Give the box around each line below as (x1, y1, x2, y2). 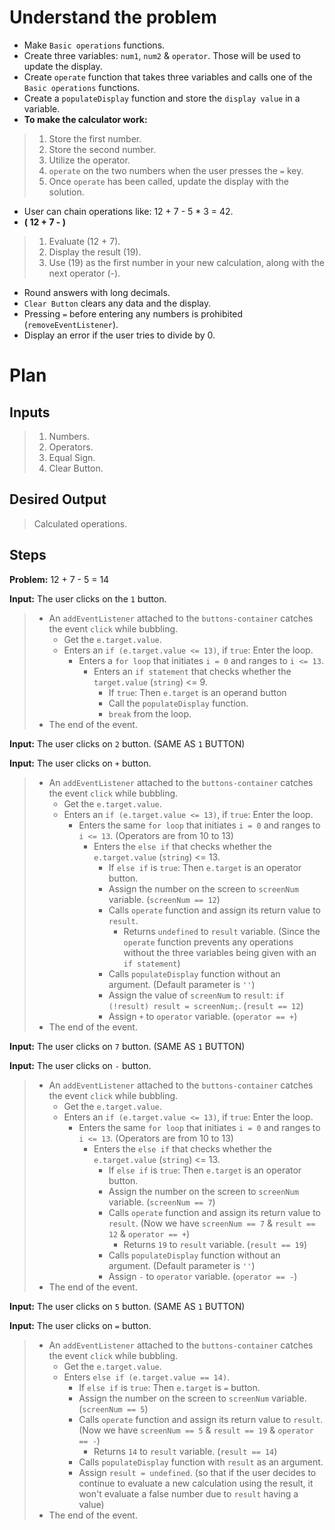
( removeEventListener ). (23, 318, 119, 330)
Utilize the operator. (48, 154, 131, 166)
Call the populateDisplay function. (108, 697, 249, 709)
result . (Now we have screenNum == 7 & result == (108, 1217, 316, 1229)
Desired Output (9, 491, 107, 508)
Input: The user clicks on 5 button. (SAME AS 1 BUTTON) (9, 1300, 246, 1312)
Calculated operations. (33, 517, 128, 530)
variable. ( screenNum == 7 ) (108, 1196, 216, 1208)
